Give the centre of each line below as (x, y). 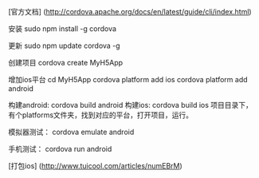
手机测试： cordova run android (60, 149)
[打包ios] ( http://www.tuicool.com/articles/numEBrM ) (96, 166)
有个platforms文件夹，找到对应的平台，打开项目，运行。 (101, 115)
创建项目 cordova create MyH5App (66, 63)
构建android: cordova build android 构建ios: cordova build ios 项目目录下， (131, 105)
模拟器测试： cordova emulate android (71, 132)
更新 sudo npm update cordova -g (65, 45)
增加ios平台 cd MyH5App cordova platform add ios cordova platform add (128, 79)
